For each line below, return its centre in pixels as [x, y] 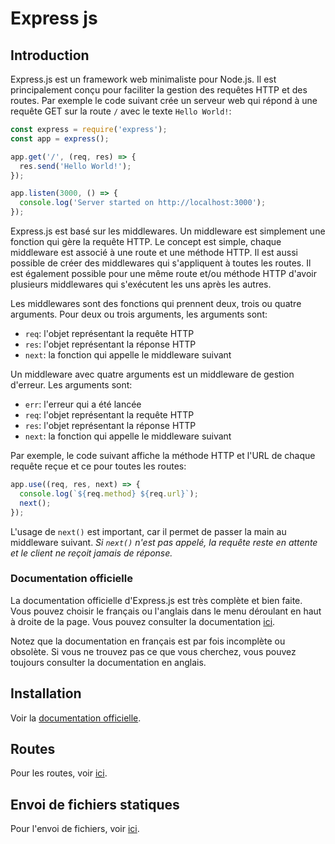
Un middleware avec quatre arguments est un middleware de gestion [152, 374]
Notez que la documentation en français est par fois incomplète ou [148, 641]
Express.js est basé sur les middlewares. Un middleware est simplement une [168, 231]
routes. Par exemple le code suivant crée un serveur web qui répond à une [164, 100]
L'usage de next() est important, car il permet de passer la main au [148, 531]
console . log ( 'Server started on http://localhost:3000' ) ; [143, 203]
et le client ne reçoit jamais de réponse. [91, 553]
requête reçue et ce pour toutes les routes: [98, 466]
